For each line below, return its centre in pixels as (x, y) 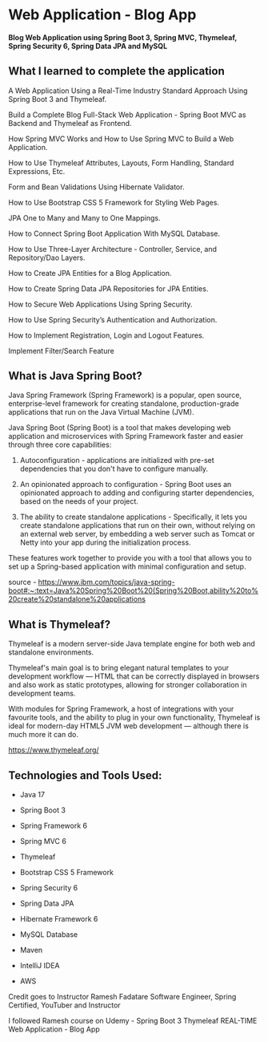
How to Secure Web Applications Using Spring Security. (101, 304)
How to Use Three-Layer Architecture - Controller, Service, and (113, 249)
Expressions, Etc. (37, 171)
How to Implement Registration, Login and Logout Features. (106, 335)
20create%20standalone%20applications (77, 599)
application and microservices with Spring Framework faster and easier (126, 436)
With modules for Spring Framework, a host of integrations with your (121, 709)
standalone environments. (51, 652)
